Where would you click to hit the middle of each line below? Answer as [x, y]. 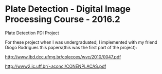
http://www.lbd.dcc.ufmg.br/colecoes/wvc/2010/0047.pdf [63, 56]
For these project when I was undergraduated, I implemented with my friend [81, 42]
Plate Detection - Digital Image [68, 9]
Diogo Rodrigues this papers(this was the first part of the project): [71, 47]
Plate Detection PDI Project [32, 33]
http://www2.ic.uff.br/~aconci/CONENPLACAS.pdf [55, 66]
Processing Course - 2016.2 [63, 19]
